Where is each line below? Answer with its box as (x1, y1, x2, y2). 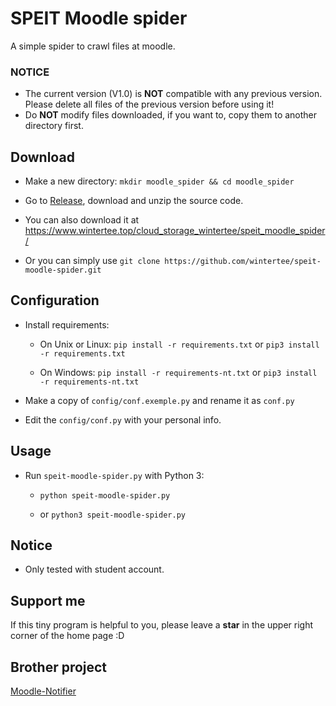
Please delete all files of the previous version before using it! (24, 98, 275, 111)
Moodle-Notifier (10, 685, 77, 697)
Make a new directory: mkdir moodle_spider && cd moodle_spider (24, 175, 295, 187)
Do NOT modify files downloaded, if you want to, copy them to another (24, 109, 318, 121)
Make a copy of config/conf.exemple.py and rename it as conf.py (24, 394, 295, 406)
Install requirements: (24, 318, 110, 331)
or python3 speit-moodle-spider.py (39, 508, 186, 520)
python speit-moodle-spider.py (39, 490, 171, 501)
